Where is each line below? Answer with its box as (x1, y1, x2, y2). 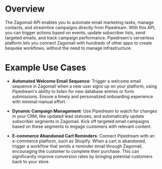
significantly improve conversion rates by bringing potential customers (12, 154, 153, 159)
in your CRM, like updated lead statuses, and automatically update (12, 113, 144, 119)
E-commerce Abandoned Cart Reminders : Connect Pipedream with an (12, 133, 155, 138)
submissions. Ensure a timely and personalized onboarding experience (12, 93, 153, 99)
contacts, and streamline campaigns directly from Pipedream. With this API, (5, 24, 156, 30)
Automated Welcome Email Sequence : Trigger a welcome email (12, 78, 141, 84)
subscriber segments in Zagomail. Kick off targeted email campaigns (12, 118, 149, 124)
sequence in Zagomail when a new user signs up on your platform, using (12, 83, 157, 89)
